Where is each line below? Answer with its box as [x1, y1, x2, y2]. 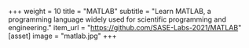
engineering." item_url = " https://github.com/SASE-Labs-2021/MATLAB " [8, 23, 242, 32]
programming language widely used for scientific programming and [8, 15, 226, 24]
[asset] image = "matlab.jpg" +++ [8, 31, 117, 40]
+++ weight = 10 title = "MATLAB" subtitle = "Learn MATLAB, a [8, 7, 212, 15]
